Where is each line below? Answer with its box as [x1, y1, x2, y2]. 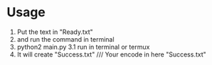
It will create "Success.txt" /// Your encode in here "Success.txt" [16, 50, 207, 59]
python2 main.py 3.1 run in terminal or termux [16, 42, 150, 51]
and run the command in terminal [16, 35, 115, 43]
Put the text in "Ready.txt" [16, 28, 93, 36]
